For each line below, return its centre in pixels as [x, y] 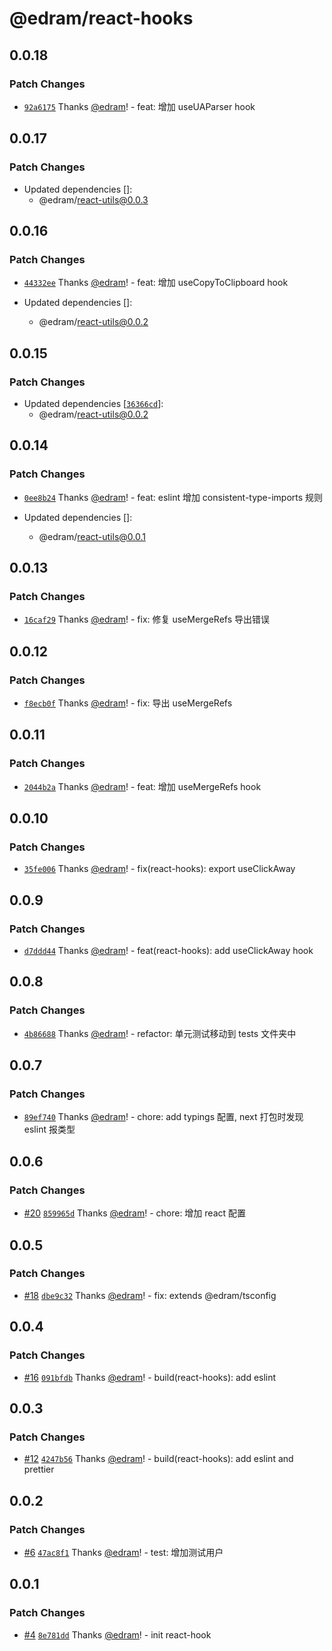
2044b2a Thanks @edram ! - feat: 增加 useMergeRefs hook [142, 786]
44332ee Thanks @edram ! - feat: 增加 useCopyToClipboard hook [156, 283]
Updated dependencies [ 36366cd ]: [93, 403]
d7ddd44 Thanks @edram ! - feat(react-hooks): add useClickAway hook [168, 951]
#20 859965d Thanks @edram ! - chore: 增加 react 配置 [135, 1213]
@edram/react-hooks [101, 18]
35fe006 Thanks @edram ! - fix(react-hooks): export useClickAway [159, 869]
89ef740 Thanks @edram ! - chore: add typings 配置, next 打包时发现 [163, 1117]
